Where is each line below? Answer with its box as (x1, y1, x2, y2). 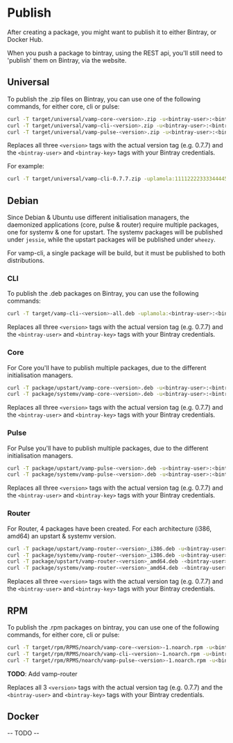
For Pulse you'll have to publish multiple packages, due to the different (7, 444, 209, 452)
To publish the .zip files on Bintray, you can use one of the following (7, 95, 201, 103)
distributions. (7, 256, 45, 265)
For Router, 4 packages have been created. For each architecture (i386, (7, 524, 212, 533)
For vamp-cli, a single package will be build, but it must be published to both (7, 249, 225, 257)
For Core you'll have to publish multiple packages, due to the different (7, 363, 207, 371)
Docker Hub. (7, 35, 44, 43)
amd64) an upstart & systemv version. (7, 532, 116, 540)
